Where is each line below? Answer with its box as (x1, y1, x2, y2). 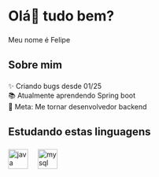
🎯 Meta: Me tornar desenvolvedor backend (8, 102, 147, 112)
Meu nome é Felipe (8, 35, 71, 45)
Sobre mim (8, 58, 63, 72)
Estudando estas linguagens (8, 125, 151, 138)
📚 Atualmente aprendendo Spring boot (8, 90, 136, 101)
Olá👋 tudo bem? (8, 7, 115, 25)
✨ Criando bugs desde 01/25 (8, 82, 102, 91)
